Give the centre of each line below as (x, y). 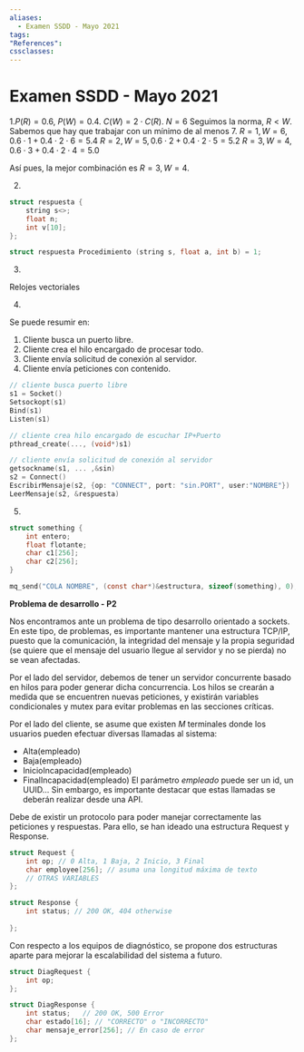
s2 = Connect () (38, 477)
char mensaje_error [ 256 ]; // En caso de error (115, 1030)
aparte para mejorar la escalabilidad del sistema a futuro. (116, 955)
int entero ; (48, 536)
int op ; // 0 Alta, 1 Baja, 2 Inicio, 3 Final (115, 861)
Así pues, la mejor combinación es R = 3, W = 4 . (99, 168)
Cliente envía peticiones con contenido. (96, 369)
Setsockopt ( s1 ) (38, 403)
